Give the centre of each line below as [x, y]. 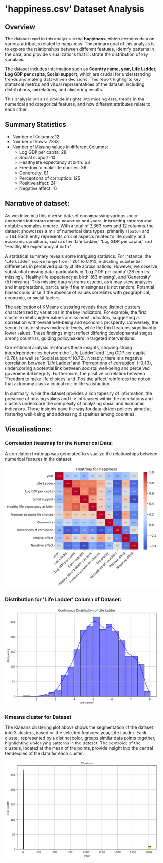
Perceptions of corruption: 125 [50, 178]
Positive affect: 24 [37, 183]
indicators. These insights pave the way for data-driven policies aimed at [78, 409]
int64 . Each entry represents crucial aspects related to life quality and [75, 236]
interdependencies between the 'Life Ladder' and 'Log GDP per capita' [76, 353]
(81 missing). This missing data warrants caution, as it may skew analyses [79, 282]
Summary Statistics [36, 125]
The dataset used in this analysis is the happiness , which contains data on [80, 39]
